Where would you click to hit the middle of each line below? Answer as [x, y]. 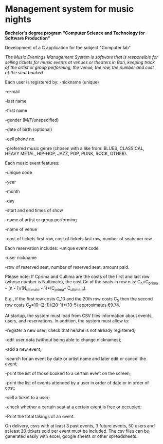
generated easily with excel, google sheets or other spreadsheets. [71, 436]
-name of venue [21, 229]
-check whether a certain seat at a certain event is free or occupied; [73, 407]
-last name [16, 101]
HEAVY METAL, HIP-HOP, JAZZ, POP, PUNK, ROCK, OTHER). [66, 153]
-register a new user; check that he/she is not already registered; [70, 330]
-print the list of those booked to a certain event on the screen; [68, 373]
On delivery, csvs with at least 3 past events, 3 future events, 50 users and [80, 426]
